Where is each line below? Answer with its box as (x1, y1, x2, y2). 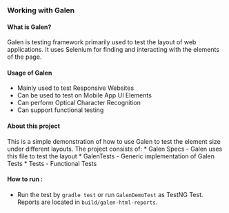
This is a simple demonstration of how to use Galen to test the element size (7, 137, 221, 145)
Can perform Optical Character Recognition (17, 99, 141, 107)
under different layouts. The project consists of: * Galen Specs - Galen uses (7, 145, 223, 153)
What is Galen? (7, 23, 52, 31)
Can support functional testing (17, 106, 104, 114)
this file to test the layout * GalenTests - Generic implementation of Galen (7, 151, 215, 160)
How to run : (7, 175, 43, 183)
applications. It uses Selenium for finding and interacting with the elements (7, 46, 219, 54)
